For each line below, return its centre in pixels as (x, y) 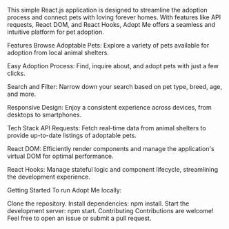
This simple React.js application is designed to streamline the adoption (107, 10)
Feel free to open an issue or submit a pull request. (79, 218)
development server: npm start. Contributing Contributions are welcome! (110, 211)
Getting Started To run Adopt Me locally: (64, 190)
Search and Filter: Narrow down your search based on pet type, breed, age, (115, 87)
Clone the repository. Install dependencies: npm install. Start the (98, 203)
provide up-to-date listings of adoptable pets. (72, 135)
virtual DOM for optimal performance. (60, 156)
